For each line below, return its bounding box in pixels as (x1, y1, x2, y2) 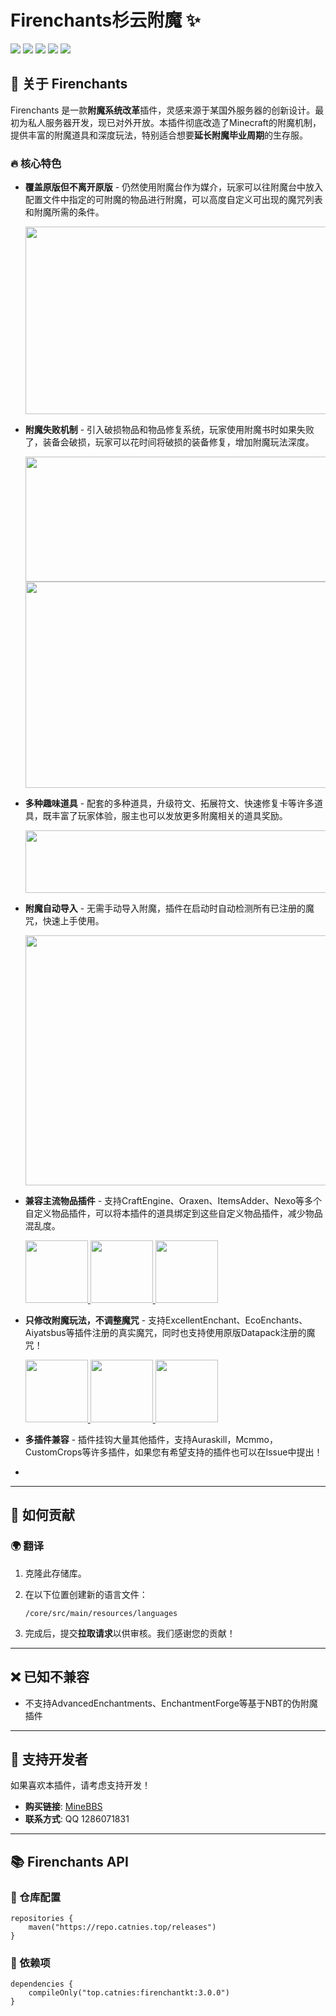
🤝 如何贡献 (10, 1507, 75, 1524)
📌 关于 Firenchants (10, 76, 128, 93)
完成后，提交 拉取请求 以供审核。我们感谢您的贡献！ (24, 1627, 236, 1639)
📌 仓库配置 (10, 1890, 62, 1904)
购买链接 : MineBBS (24, 1801, 103, 1813)
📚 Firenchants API (10, 1853, 129, 1870)
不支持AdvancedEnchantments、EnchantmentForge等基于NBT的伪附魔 (24, 1697, 318, 1709)
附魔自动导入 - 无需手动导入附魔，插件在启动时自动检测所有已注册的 (24, 902, 307, 915)
